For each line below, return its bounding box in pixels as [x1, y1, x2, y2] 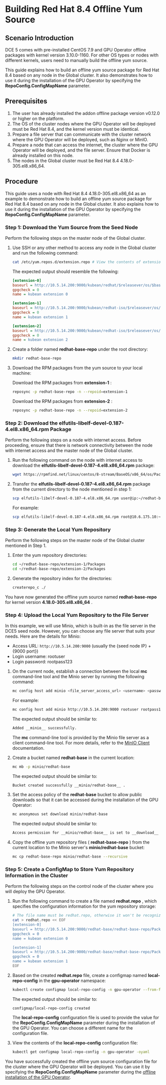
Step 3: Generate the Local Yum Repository [5, 526, 111, 533]
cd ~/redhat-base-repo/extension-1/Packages [12, 562, 106, 567]
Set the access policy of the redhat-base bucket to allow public [12, 792, 142, 798]
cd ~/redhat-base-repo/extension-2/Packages [12, 566, 106, 572]
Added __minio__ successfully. [12, 725, 77, 730]
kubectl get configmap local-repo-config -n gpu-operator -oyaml [12, 1049, 150, 1054]
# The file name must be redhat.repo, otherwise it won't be [12, 913, 141, 918]
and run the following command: [12, 250, 79, 256]
